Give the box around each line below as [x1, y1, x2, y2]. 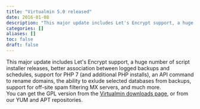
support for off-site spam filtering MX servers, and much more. [6, 83, 161, 91]
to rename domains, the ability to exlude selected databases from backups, [6, 77, 192, 84]
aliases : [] [6, 31, 36, 37]
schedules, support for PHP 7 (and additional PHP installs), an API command [6, 71, 194, 78]
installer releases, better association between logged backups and [6, 64, 170, 71]
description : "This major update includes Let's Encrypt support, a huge [6, 20, 194, 26]
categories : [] [6, 25, 44, 32]
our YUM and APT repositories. [6, 96, 83, 103]
